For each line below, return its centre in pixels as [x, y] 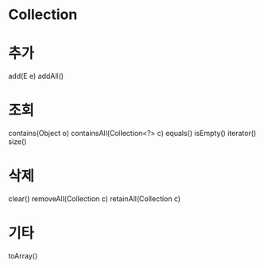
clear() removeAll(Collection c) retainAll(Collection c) [95, 199]
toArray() [23, 255]
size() [17, 142]
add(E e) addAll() [36, 76]
